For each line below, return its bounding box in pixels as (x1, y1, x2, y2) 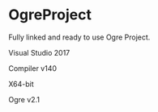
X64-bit (8, 79, 34, 89)
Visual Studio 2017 (8, 48, 70, 57)
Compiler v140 (8, 63, 58, 73)
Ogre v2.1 (8, 94, 41, 104)
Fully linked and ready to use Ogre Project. (8, 32, 151, 42)
